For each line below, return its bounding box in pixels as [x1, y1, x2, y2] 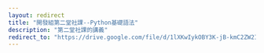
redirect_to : [8, 33, 51, 41]
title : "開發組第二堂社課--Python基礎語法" [8, 19, 139, 26]
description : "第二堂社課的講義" [8, 26, 108, 34]
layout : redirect [8, 11, 65, 19]
